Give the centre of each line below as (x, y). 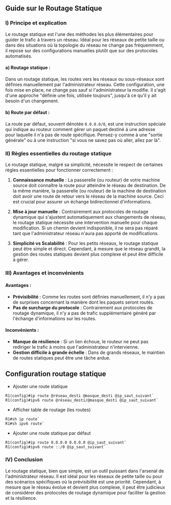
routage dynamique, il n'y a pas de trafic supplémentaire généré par (84, 313)
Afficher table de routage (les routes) (52, 410)
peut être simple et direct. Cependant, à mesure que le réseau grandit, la (89, 249)
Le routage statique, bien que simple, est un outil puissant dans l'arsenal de (85, 471)
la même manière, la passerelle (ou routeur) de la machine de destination (89, 191)
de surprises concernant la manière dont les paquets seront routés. (83, 302)
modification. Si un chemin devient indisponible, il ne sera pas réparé (85, 228)
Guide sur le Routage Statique (54, 8)
